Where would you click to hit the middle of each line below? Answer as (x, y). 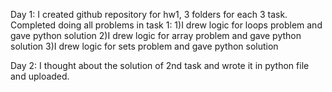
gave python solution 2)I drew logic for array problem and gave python (156, 35)
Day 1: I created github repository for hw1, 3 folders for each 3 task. (149, 14)
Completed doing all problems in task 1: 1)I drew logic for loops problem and (166, 25)
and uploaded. (40, 76)
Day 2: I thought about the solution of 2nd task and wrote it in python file (160, 65)
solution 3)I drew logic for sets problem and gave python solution (144, 46)
